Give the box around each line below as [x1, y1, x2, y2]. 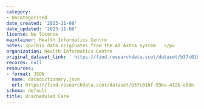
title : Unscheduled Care [6, 93, 69, 99]
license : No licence [6, 31, 59, 38]
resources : [6, 65, 34, 71]
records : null [6, 59, 42, 65]
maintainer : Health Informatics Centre [6, 37, 107, 43]
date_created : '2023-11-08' [6, 20, 78, 26]
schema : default [6, 88, 47, 94]
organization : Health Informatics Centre [6, 48, 113, 54]
